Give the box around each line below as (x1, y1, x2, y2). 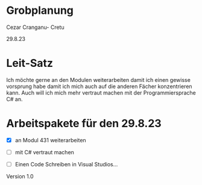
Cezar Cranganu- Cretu (6, 24, 65, 31)
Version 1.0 (6, 173, 34, 180)
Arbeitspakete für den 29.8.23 (6, 117, 162, 130)
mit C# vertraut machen (14, 148, 74, 155)
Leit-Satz (6, 57, 53, 70)
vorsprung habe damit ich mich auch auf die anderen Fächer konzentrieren (6, 83, 192, 90)
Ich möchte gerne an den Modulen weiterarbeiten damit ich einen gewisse (6, 76, 191, 83)
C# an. (6, 95, 23, 102)
